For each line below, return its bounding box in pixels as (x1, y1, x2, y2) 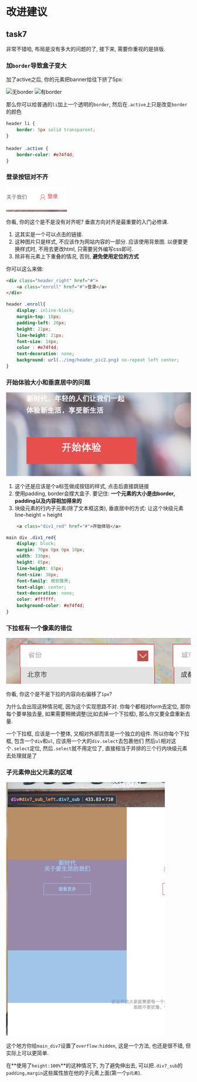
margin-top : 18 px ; (16, 314, 62, 320)
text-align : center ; (16, 584, 67, 590)
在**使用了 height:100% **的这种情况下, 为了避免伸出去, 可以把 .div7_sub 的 (6, 1062, 183, 1069)
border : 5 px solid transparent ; (16, 127, 96, 133)
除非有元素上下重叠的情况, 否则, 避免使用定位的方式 (14, 253, 139, 260)
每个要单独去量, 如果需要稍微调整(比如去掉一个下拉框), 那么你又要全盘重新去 (6, 710, 191, 717)
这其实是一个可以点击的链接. (14, 230, 83, 238)
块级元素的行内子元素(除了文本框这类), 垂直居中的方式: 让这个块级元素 (14, 505, 184, 512)
